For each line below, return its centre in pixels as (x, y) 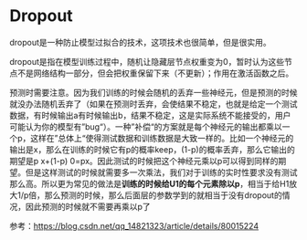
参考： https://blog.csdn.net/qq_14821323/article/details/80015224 (134, 225)
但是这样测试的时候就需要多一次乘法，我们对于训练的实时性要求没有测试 (161, 172)
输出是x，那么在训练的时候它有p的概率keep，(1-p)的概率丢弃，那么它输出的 (152, 149)
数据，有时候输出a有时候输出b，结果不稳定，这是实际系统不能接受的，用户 (150, 115)
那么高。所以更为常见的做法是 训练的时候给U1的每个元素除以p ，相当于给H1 (149, 183)
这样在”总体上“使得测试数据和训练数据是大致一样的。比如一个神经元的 (162, 138)
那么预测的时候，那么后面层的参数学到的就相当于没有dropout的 (164, 195)
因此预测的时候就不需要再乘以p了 (88, 206)
